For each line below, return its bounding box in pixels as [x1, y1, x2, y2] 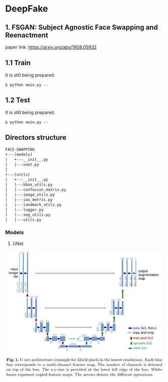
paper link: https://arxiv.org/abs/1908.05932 [5, 44, 97, 50]
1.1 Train [5, 59, 31, 67]
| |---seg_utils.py [5, 212, 51, 217]
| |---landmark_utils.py [5, 202, 62, 207]
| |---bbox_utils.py [5, 182, 53, 187]
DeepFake [5, 3, 48, 15]
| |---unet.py [5, 162, 39, 167]
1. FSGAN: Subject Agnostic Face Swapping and [5, 23, 158, 32]
